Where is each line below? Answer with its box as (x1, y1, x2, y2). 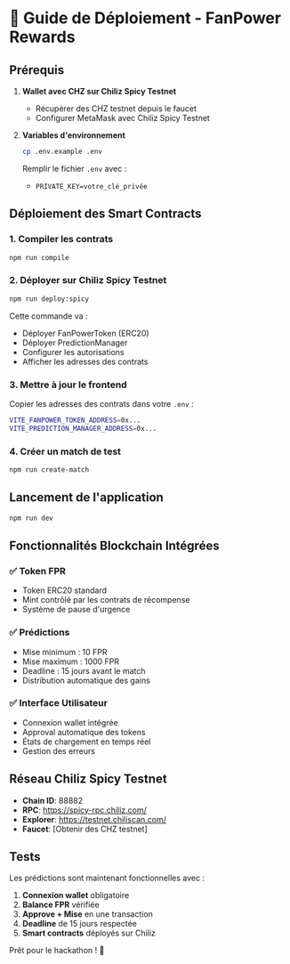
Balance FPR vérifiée (21, 899, 100, 911)
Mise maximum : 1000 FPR (21, 656, 120, 667)
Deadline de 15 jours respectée (21, 919, 138, 929)
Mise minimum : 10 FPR (21, 646, 109, 657)
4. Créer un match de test (9, 445, 122, 458)
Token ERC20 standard (21, 585, 108, 595)
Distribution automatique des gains (21, 675, 151, 685)
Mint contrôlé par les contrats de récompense (21, 595, 190, 605)
